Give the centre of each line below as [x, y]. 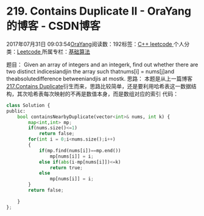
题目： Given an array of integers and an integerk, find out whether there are [102, 64]
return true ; [66, 168]
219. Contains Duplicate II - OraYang [99, 11]
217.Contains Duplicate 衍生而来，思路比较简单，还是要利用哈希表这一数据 [99, 86]
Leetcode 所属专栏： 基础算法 [54, 51]
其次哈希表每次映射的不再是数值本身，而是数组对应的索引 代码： [97, 94]
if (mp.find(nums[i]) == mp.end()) [80, 150]
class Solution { [28, 105]
